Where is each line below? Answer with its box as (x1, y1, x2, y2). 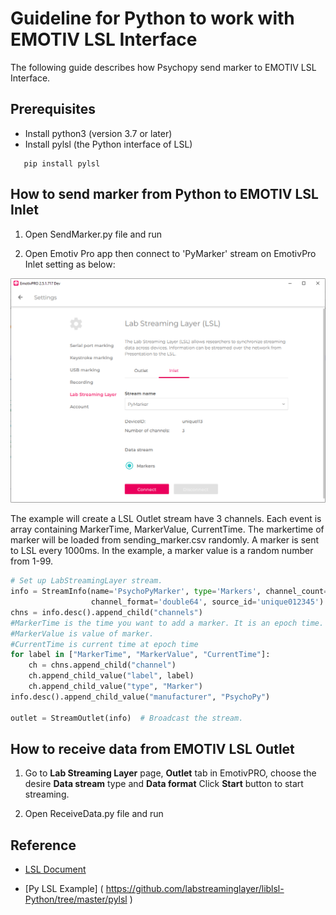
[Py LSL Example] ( (24, 883, 104, 895)
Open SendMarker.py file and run (24, 228, 163, 240)
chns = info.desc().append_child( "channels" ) (10, 607, 203, 617)
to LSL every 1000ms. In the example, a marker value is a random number (10, 545, 314, 557)
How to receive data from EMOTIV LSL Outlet (10, 740, 295, 757)
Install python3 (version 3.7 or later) (24, 127, 173, 139)
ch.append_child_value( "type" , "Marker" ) (28, 682, 203, 692)
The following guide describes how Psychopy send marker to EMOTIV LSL (10, 61, 317, 73)
